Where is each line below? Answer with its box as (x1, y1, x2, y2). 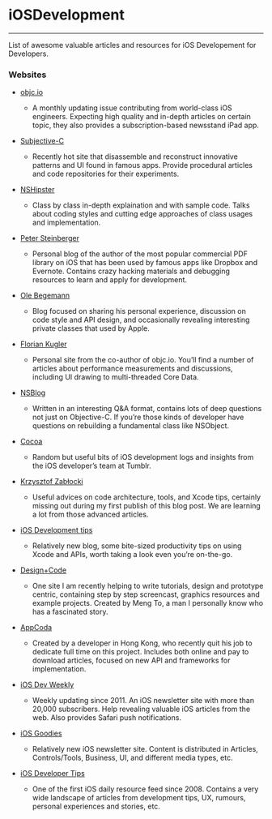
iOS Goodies (19, 728, 62, 739)
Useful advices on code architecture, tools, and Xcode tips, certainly (32, 492, 261, 502)
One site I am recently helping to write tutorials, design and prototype (32, 581, 264, 591)
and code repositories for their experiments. (32, 169, 180, 179)
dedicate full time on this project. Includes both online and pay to (32, 647, 249, 657)
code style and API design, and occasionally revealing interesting (32, 315, 250, 325)
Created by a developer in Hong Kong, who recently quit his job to (32, 638, 253, 648)
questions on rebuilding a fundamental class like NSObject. (32, 421, 229, 431)
